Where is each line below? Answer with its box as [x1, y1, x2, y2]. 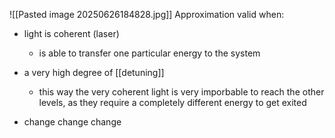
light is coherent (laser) [23, 28, 120, 39]
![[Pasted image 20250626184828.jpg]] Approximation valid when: [9, 9, 285, 20]
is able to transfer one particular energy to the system [38, 47, 261, 59]
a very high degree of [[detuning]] [23, 67, 165, 78]
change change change [23, 116, 122, 128]
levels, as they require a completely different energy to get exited [38, 97, 307, 108]
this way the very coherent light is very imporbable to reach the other [38, 86, 325, 98]
